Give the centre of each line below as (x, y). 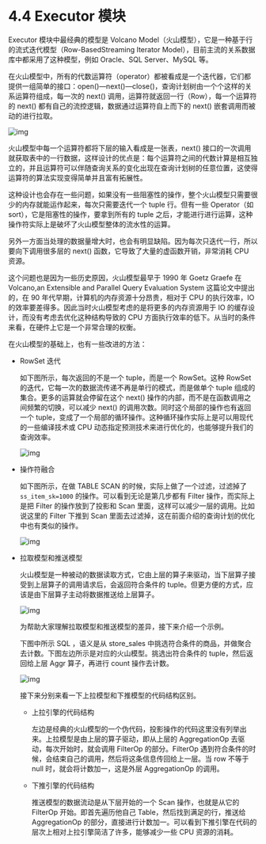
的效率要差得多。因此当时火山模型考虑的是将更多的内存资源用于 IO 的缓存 (128, 307)
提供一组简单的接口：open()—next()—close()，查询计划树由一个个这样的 (127, 86)
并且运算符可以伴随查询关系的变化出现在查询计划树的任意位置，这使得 (143, 168)
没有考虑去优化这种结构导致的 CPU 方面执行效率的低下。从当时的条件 (142, 317)
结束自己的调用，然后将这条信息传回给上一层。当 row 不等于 (151, 758)
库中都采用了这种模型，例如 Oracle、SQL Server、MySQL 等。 (110, 59)
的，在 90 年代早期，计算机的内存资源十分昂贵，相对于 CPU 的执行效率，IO (131, 297)
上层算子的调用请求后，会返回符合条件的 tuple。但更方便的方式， (140, 584)
